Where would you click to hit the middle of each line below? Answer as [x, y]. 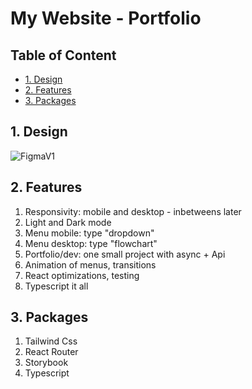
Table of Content [63, 55]
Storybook [46, 363]
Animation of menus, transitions [90, 264]
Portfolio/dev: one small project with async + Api [125, 254]
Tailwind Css [51, 341]
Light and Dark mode [68, 222]
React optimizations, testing [82, 275]
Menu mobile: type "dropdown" [89, 233]
